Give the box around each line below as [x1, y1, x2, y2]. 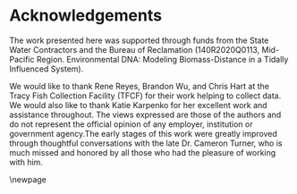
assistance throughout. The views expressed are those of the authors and [9, 109, 282, 120]
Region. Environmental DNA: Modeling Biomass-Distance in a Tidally [36, 54, 289, 64]
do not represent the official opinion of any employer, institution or [9, 118, 253, 130]
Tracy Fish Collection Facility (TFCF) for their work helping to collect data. [9, 90, 282, 101]
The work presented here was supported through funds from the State [9, 35, 269, 46]
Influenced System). [9, 63, 84, 74]
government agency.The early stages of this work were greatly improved [9, 128, 277, 139]
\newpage [9, 173, 47, 184]
